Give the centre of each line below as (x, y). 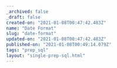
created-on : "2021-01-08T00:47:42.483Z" (56, 22)
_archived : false (27, 12)
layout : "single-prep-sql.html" (46, 56)
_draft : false (24, 17)
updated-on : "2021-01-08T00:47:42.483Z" (56, 39)
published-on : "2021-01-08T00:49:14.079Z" (59, 45)
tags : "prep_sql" (27, 50)
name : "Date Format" (31, 28)
